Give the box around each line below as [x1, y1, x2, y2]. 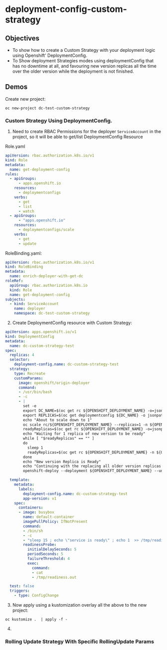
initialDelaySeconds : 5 [27, 547, 77, 552]
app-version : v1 [23, 496, 57, 501]
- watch [18, 208, 35, 214]
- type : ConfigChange [14, 593, 59, 598]
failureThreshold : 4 [27, 556, 70, 561]
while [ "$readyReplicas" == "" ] [23, 436, 94, 441]
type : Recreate [14, 371, 46, 376]
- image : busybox [18, 510, 55, 515]
